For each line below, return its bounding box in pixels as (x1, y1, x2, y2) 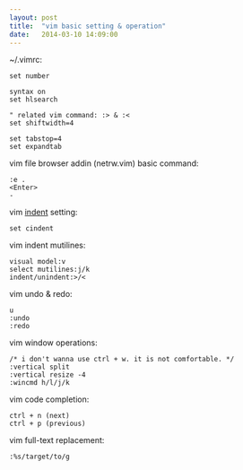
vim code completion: (9, 394, 90, 405)
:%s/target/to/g (9, 452, 70, 462)
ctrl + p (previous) (9, 419, 87, 429)
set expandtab (9, 143, 63, 152)
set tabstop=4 (9, 135, 63, 144)
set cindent (9, 224, 54, 233)
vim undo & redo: (9, 289, 74, 300)
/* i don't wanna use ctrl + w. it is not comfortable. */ (9, 355, 235, 364)
